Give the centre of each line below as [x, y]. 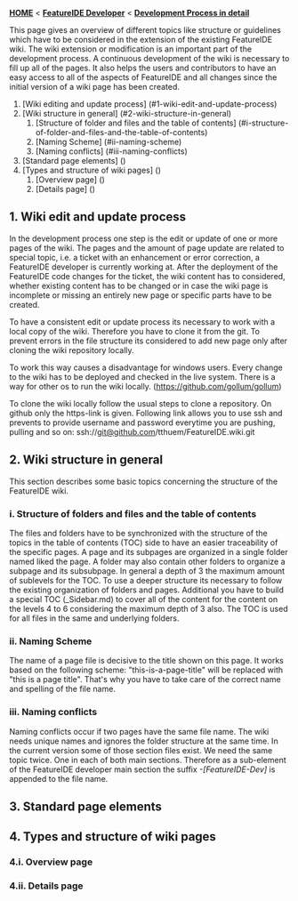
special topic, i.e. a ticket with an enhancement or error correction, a [135, 257]
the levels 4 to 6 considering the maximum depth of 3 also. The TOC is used [149, 608]
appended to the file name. [59, 778]
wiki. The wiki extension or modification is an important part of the [130, 49]
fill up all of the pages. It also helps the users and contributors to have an [143, 68]
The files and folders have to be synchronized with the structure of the [139, 533]
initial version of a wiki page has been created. [95, 87]
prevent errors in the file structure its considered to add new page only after [148, 341]
